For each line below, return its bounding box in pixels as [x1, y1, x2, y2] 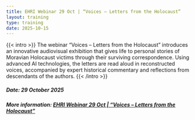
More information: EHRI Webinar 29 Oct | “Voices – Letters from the [6, 101, 176, 108]
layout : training [6, 14, 49, 20]
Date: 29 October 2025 [6, 86, 64, 93]
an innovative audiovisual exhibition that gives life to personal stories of [6, 48, 180, 55]
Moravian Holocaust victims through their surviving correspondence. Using [6, 54, 190, 61]
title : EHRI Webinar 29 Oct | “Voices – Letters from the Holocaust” [6, 8, 181, 15]
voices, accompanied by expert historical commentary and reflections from [6, 66, 190, 74]
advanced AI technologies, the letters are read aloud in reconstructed [6, 60, 175, 67]
